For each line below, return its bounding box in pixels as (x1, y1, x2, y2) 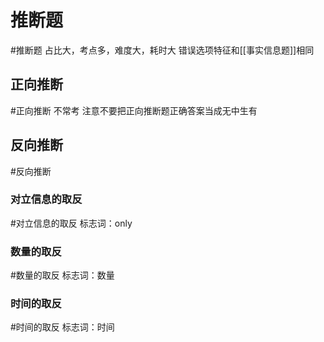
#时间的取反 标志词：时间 (10, 321, 115, 333)
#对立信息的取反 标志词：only (10, 217, 133, 229)
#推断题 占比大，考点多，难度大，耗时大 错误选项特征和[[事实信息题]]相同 (10, 44, 315, 56)
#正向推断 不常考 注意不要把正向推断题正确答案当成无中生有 (10, 104, 258, 116)
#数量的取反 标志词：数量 (10, 269, 115, 281)
